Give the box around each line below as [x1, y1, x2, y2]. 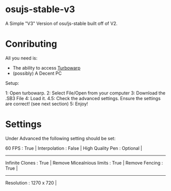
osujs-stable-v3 [5, 4, 75, 15]
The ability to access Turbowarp [12, 65, 80, 71]
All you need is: [5, 55, 38, 61]
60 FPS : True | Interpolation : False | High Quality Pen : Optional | [5, 145, 142, 151]
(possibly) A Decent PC [12, 70, 62, 76]
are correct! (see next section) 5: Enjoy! [5, 101, 88, 107]
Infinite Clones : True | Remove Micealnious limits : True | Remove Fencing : [5, 160, 163, 166]
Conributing [5, 38, 58, 50]
